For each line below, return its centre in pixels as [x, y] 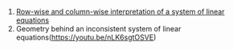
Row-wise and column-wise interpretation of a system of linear [120, 12]
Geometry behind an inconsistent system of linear [98, 29]
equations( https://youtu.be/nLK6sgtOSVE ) [86, 37]
